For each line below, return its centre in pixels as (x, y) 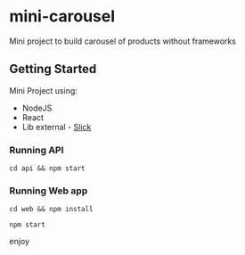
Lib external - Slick (57, 127)
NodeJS (37, 108)
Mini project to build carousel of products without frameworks (122, 41)
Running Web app (49, 191)
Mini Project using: (44, 90)
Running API (37, 150)
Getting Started (53, 69)
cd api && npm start (48, 169)
